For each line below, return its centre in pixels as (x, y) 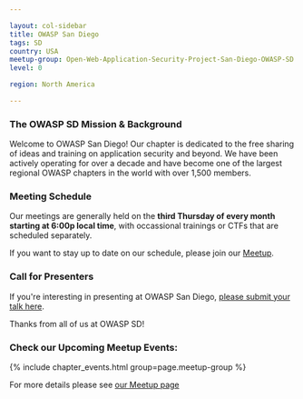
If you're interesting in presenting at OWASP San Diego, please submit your (150, 296)
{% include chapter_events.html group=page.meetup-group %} (128, 367)
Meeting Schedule (51, 196)
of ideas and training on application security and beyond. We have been (144, 154)
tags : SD (26, 43)
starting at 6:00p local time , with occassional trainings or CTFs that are (144, 226)
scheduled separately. (51, 235)
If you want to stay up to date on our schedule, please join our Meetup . (142, 253)
